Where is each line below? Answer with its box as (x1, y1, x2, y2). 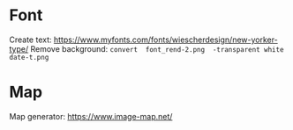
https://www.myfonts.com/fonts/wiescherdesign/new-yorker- (53, 34, 278, 45)
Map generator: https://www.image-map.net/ (9, 111, 173, 121)
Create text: (9, 34, 52, 45)
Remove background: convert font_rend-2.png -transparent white (30, 43, 284, 54)
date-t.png (9, 53, 49, 61)
